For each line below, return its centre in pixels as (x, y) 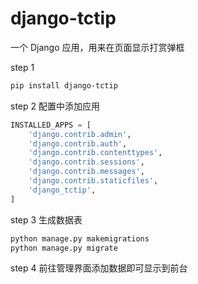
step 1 (22, 67)
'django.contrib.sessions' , (86, 162)
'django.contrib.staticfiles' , (93, 181)
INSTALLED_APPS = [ (51, 125)
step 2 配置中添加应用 (55, 106)
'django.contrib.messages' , (86, 172)
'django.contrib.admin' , (80, 134)
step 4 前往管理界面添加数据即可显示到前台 (99, 268)
